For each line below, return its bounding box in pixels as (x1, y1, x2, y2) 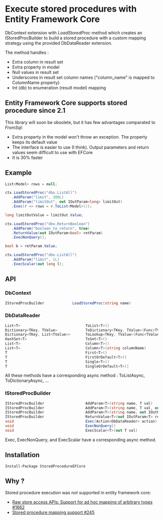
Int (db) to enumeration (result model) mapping (12, 85, 106, 90)
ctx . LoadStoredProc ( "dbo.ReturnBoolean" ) (5, 221, 90, 226)
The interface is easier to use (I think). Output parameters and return (12, 144, 149, 150)
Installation (5, 451, 40, 459)
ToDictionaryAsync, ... (5, 378, 49, 383)
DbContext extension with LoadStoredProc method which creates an (5, 30, 143, 35)
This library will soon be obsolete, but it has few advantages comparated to (5, 119, 156, 125)
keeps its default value (12, 139, 57, 145)
